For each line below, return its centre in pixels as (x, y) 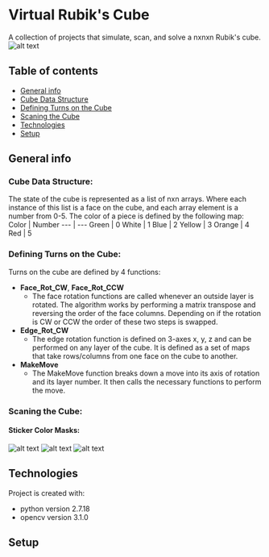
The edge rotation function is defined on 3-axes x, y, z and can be (142, 339)
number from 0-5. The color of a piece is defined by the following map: (126, 216)
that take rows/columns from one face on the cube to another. (135, 355)
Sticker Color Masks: (44, 430)
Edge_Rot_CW (44, 330)
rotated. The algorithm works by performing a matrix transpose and (144, 305)
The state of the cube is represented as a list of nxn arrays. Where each (128, 199)
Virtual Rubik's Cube (79, 15)
